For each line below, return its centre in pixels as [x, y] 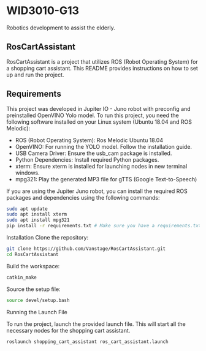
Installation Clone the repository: [48, 238]
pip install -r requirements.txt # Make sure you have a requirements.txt [104, 226]
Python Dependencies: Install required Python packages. [87, 159]
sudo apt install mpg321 [38, 220]
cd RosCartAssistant [33, 254]
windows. [27, 173]
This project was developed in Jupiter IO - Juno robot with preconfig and [99, 108]
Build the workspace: [33, 266]
